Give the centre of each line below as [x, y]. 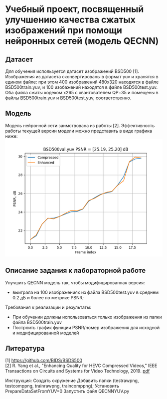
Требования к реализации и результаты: [48, 307]
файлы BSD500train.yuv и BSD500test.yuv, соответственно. [68, 98]
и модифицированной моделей [46, 333]
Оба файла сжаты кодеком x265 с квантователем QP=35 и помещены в [82, 93]
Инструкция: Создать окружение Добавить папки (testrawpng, [72, 381]
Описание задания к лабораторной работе [76, 271]
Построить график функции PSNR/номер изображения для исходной [86, 327]
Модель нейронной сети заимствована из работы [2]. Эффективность [80, 125]
